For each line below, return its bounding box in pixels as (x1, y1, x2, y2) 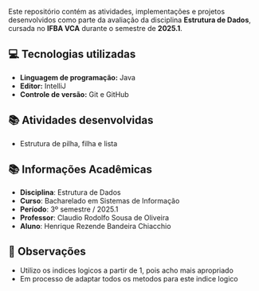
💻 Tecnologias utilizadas (8, 48, 136, 61)
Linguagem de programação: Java (19, 72, 135, 82)
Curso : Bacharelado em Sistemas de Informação (19, 196, 180, 206)
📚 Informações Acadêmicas (8, 163, 153, 177)
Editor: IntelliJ (19, 81, 66, 91)
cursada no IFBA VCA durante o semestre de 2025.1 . (8, 24, 183, 33)
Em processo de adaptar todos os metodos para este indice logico (19, 274, 238, 284)
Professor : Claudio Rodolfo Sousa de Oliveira (19, 213, 170, 223)
